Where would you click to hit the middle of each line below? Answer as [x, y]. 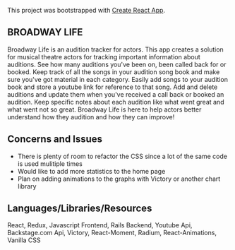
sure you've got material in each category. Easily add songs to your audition [117, 79]
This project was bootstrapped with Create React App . [86, 10]
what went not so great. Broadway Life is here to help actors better [104, 109]
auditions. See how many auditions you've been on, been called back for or [117, 64]
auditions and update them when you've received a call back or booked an [116, 94]
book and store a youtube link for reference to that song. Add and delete [113, 87]
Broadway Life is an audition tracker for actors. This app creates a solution [115, 49]
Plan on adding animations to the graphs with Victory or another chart [119, 179]
